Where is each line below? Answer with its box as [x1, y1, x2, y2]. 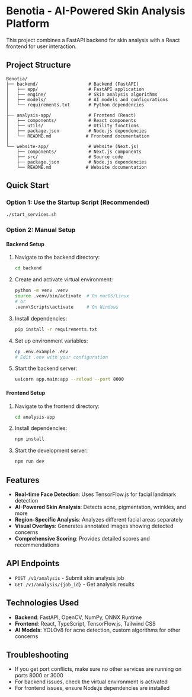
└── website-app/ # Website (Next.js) [6, 143, 139, 149]
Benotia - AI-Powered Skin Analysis [6, 4, 185, 18]
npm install [14, 436, 44, 442]
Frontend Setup [6, 389, 46, 396]
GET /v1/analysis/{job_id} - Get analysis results [14, 580, 135, 588]
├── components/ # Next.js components [17, 149, 142, 155]
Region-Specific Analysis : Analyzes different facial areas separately [14, 516, 183, 523]
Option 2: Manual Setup [6, 226, 76, 234]
